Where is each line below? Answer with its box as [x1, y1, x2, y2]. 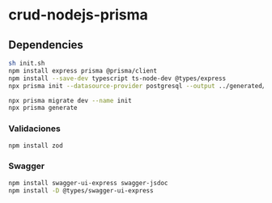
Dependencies [8, 38, 83, 52]
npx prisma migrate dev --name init [8, 96, 132, 104]
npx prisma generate [8, 104, 79, 112]
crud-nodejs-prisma [8, 6, 148, 24]
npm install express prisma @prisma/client [8, 66, 158, 74]
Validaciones [8, 123, 61, 134]
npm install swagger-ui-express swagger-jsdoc [8, 179, 168, 187]
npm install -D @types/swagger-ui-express [8, 186, 154, 195]
